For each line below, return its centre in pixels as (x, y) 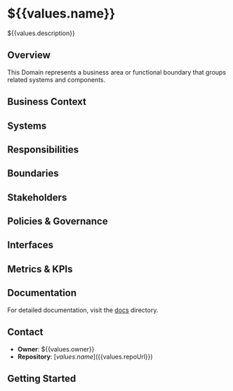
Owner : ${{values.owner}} (56, 349)
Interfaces (31, 245)
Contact (25, 332)
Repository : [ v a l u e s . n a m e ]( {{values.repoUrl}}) (85, 357)
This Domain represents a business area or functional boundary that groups (117, 72)
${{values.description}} (41, 33)
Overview (29, 55)
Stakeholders (37, 197)
